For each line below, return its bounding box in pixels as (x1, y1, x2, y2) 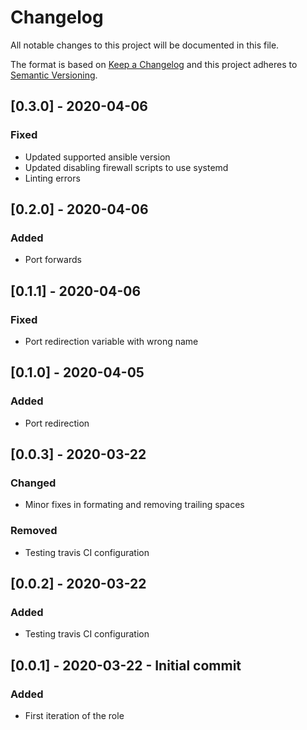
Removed (10, 524, 58, 538)
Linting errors (24, 172, 81, 184)
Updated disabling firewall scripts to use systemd (24, 161, 229, 173)
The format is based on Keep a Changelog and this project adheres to (10, 58, 298, 70)
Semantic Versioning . (10, 69, 98, 81)
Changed (10, 476, 57, 490)
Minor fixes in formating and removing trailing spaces (24, 499, 245, 511)
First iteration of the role (24, 710, 125, 722)
